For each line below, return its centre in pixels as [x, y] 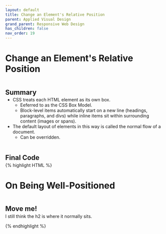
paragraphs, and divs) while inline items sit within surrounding [85, 116]
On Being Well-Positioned [60, 186]
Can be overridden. [40, 137]
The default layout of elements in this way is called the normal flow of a [87, 126]
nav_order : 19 [20, 33]
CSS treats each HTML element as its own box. [62, 100]
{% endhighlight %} [26, 226]
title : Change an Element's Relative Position [55, 15]
